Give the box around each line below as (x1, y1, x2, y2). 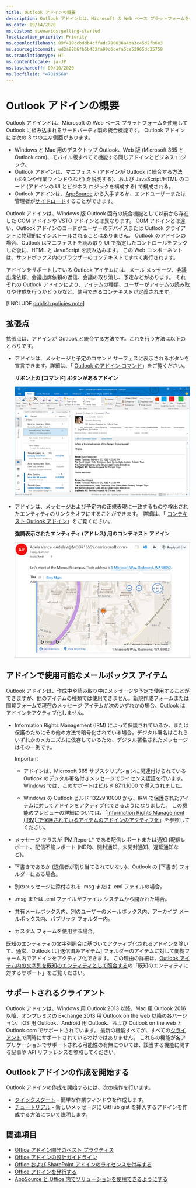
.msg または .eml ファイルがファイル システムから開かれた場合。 (14, 895, 170, 902)
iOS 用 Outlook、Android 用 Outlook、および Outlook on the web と (21, 1019, 183, 1026)
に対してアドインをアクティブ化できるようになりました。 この (33, 802, 183, 809)
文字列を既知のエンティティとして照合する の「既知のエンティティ (26, 962, 184, 969)
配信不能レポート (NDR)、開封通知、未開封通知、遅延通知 (34, 843, 174, 850)
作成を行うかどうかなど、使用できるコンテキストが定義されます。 (16, 289, 174, 296)
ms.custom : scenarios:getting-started (6, 28, 100, 34)
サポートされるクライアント (6, 988, 106, 998)
